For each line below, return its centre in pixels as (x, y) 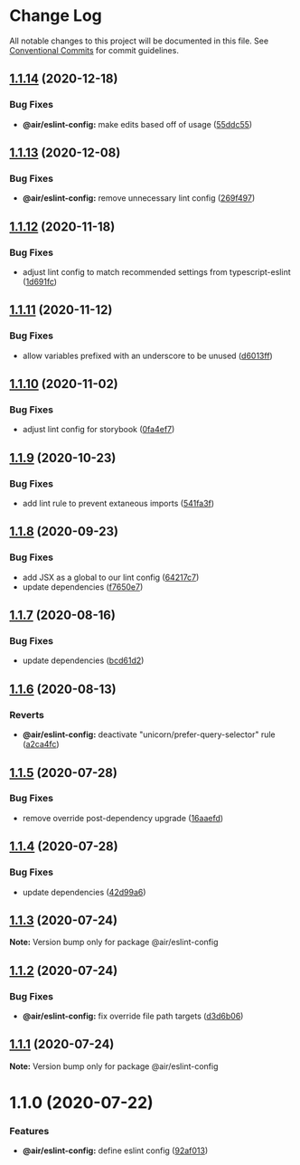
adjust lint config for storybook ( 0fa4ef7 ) (98, 430)
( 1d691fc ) (39, 282)
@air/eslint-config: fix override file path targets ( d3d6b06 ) (133, 1016)
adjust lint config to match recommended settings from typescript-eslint (156, 272)
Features (29, 1131)
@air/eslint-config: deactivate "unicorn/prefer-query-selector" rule (149, 734)
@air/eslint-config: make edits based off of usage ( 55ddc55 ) (137, 124)
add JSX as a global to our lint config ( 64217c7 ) (111, 577)
